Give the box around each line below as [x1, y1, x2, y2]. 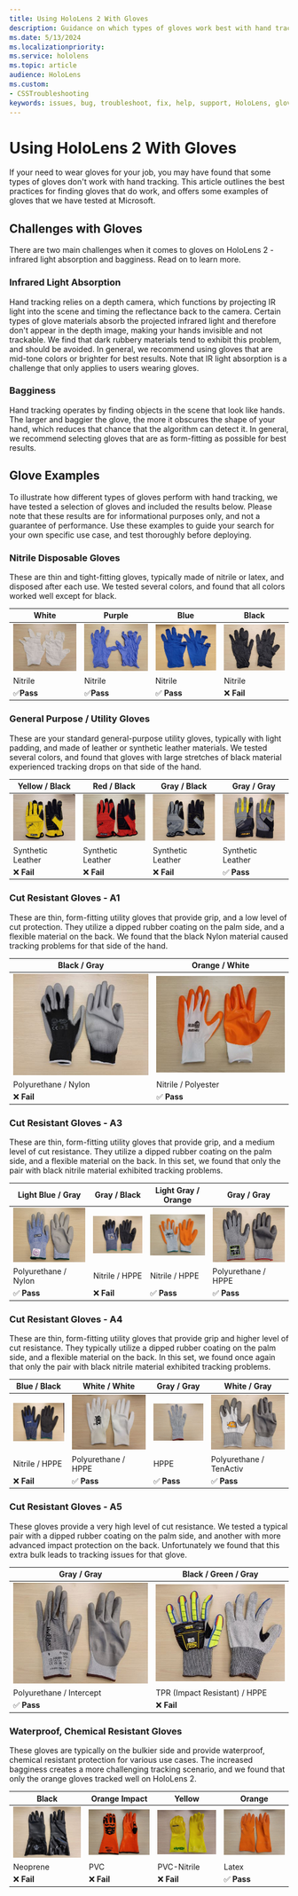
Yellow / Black [17, 781, 71, 791]
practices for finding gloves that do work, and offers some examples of [9, 186, 269, 197]
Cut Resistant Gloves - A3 [9, 1116, 122, 1129]
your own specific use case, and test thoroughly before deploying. [9, 529, 252, 540]
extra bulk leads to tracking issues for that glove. [9, 1549, 188, 1560]
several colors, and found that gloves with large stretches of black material [9, 751, 282, 762]
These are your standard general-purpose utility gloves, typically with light [9, 733, 282, 743]
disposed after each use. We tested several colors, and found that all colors [9, 581, 286, 592]
